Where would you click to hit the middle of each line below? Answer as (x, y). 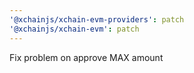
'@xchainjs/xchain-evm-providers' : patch (97, 19)
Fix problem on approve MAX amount (86, 57)
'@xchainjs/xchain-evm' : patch (74, 29)
